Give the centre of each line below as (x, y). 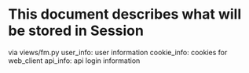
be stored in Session (76, 31)
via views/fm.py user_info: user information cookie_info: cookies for (118, 52)
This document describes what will (125, 14)
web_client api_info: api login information (74, 61)
